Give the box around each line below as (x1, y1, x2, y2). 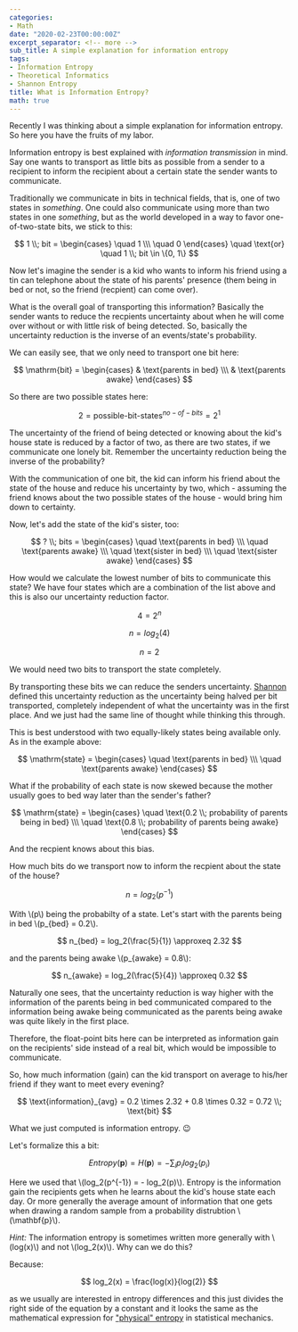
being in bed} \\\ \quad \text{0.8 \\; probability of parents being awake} (20, 817, 279, 828)
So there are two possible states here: (9, 392, 149, 402)
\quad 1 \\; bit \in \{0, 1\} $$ (100, 248, 199, 259)
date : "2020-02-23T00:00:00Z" (9, 29, 122, 38)
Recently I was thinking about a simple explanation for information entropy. (9, 120, 283, 131)
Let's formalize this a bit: (9, 1139, 100, 1151)
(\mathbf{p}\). (9, 1214, 60, 1225)
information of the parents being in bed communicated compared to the (9, 997, 272, 1007)
